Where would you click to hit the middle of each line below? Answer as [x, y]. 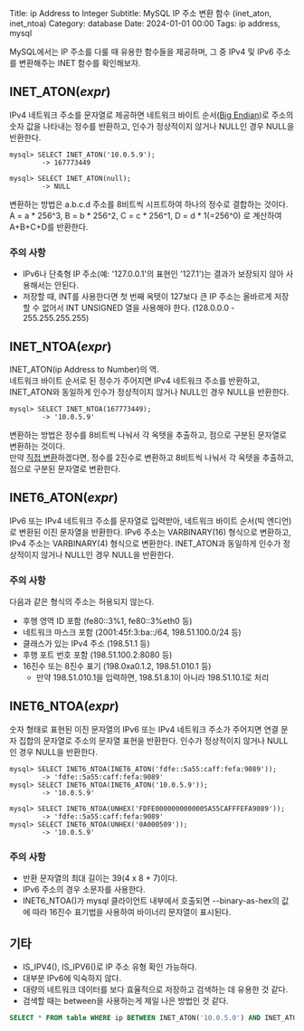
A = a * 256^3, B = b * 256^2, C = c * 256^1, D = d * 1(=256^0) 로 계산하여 [146, 215]
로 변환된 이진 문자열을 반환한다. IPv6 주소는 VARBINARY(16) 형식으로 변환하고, [151, 532]
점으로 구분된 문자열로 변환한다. [65, 468]
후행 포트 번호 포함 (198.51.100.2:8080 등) [97, 655]
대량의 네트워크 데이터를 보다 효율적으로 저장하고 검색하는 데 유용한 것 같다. [155, 989]
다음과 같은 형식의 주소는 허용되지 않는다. [82, 602]
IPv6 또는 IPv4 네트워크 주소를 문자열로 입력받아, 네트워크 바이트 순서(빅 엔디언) [151, 520]
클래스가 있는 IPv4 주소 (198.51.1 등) [86, 644]
